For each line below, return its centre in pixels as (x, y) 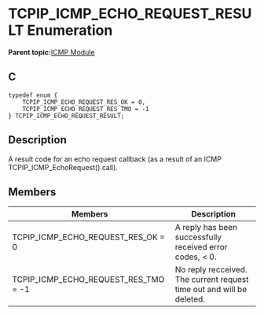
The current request (212, 280)
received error (201, 247)
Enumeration (70, 30)
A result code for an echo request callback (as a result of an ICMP (115, 159)
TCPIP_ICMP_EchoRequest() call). (63, 167)
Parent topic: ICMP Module (51, 52)
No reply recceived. (211, 270)
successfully (198, 237)
